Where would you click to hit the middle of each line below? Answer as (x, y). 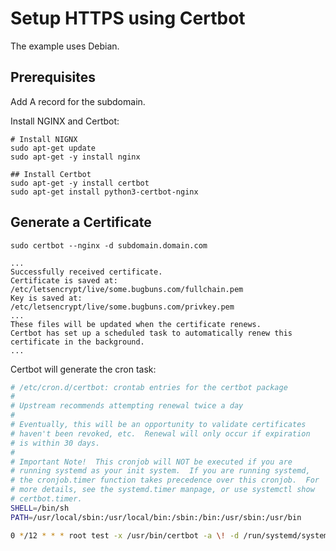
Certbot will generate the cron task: (83, 369)
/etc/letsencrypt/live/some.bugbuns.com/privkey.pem (122, 307)
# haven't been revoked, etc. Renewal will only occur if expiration (160, 433)
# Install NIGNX (44, 139)
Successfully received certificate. (86, 272)
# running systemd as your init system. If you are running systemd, (160, 471)
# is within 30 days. (55, 443)
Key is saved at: (46, 298)
